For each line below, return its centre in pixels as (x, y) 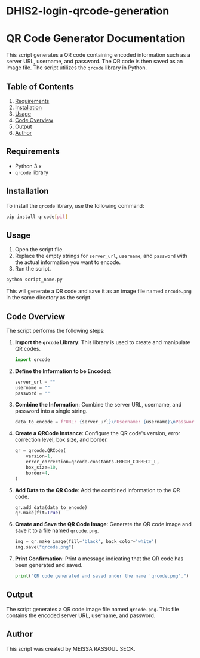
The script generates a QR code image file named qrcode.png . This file (93, 609)
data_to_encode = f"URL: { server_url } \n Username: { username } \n (95, 422)
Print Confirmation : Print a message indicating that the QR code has (99, 559)
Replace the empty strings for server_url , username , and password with (101, 256)
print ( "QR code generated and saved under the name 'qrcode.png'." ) (102, 576)
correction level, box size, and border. (61, 440)
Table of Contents (40, 87)
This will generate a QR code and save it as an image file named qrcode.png (99, 291)
